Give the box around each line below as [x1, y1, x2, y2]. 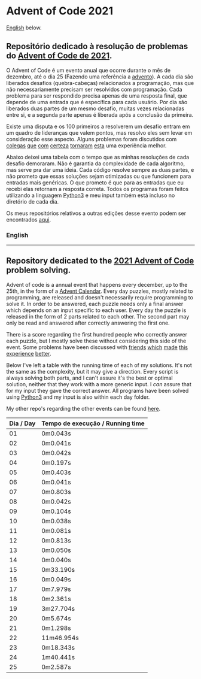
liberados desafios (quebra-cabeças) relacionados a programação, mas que [6, 79, 194, 86]
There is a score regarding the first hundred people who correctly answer [6, 331, 187, 338]
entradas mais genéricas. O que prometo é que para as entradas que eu [6, 178, 184, 186]
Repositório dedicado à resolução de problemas [6, 41, 188, 51]
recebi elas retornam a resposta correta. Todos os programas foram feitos [6, 185, 189, 192]
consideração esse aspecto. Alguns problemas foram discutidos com [6, 135, 177, 143]
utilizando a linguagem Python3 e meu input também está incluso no [6, 192, 175, 199]
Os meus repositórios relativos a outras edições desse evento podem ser [6, 210, 187, 217]
